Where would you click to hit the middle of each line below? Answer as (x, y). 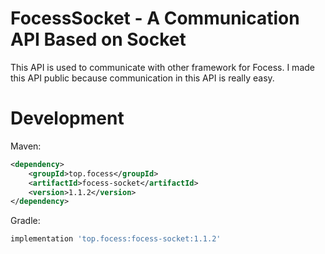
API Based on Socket (98, 39)
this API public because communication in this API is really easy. (142, 78)
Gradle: (25, 221)
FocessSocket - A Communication (155, 18)
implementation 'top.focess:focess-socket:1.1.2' (116, 239)
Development (67, 118)
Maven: (26, 146)
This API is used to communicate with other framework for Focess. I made (162, 67)
